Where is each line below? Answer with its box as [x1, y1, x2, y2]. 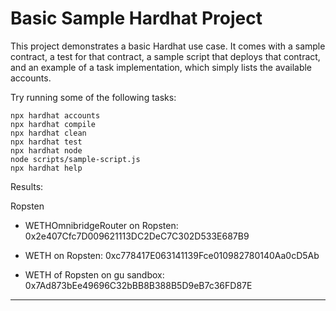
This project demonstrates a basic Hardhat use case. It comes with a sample [10, 40, 326, 52]
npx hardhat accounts [10, 110, 101, 121]
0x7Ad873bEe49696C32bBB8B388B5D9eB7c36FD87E [24, 279, 253, 291]
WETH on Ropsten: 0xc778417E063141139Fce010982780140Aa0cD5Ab [24, 249, 320, 261]
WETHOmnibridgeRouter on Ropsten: [24, 219, 179, 231]
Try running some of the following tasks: [10, 91, 177, 103]
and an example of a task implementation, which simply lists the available [10, 61, 313, 73]
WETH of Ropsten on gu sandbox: [24, 268, 165, 281]
